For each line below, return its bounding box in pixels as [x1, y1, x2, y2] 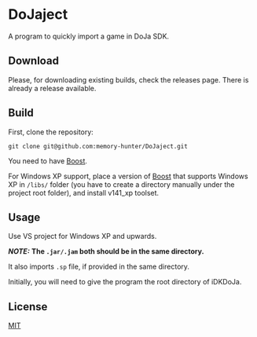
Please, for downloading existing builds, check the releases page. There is [8, 75, 249, 84]
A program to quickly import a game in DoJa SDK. [8, 31, 170, 41]
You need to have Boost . [8, 156, 88, 166]
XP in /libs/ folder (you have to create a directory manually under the [8, 179, 235, 189]
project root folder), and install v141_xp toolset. [8, 188, 160, 197]
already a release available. [8, 83, 97, 93]
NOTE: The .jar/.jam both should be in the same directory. [8, 247, 204, 256]
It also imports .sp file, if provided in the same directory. [8, 262, 190, 272]
